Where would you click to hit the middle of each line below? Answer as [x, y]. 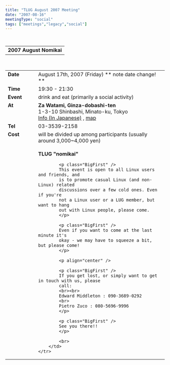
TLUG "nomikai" [58, 154]
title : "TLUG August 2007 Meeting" [43, 10]
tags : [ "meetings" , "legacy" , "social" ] [46, 24]
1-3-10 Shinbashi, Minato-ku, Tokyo [83, 112]
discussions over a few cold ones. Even [108, 190]
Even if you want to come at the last [106, 230]
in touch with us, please [69, 281]
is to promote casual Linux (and [99, 180]
